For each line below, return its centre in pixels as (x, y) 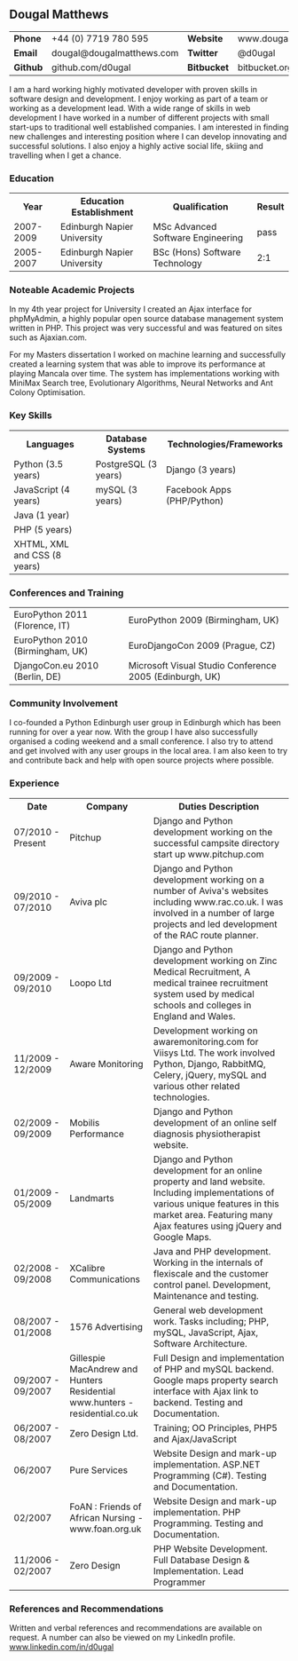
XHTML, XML (41, 543)
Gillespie (88, 1357)
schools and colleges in (202, 1005)
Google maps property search (216, 1380)
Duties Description (219, 806)
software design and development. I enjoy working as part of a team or (139, 99)
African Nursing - (106, 1517)
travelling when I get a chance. (65, 155)
